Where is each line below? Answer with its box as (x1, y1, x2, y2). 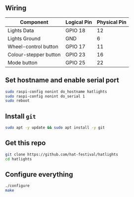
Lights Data (7, 27, 34, 34)
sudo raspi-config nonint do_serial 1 (5, 94, 85, 98)
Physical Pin (96, 18, 127, 25)
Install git (5, 112, 36, 120)
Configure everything (5, 170, 73, 179)
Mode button (7, 59, 38, 66)
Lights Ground (7, 35, 41, 42)
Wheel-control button (7, 43, 58, 50)
